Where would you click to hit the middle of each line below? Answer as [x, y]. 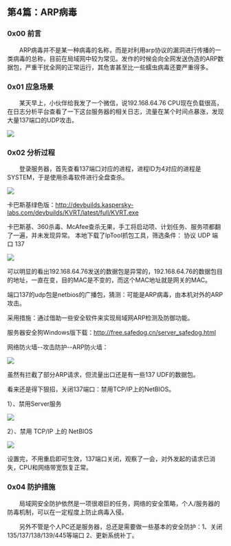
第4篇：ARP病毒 [42, 12]
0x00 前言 [24, 34]
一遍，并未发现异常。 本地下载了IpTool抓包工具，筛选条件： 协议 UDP [112, 235]
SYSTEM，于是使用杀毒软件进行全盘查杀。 [68, 177]
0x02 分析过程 [31, 152]
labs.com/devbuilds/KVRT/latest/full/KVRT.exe [73, 212]
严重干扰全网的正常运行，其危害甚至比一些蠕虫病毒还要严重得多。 [118, 67]
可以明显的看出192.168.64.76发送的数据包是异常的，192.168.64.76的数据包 [112, 272]
